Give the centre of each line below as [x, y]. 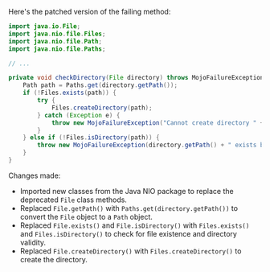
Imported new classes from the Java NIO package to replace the [127, 191]
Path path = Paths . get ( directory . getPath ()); [100, 85]
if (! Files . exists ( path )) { [70, 93]
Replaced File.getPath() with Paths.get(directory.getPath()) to [129, 208]
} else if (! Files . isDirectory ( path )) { [91, 138]
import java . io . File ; [45, 27]
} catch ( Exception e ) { [79, 115]
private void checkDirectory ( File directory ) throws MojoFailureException [136, 78]
